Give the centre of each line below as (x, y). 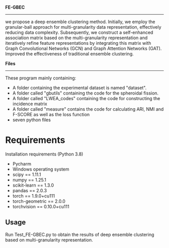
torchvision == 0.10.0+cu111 (41, 206)
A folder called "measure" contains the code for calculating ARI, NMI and (88, 109)
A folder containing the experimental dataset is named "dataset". (79, 88)
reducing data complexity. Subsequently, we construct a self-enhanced (79, 32)
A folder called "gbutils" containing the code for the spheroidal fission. (86, 93)
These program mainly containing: (41, 78)
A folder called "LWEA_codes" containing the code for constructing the (86, 98)
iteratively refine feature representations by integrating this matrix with (78, 43)
